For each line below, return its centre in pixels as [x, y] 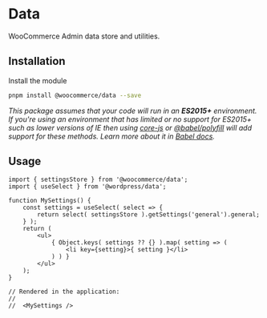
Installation [37, 61]
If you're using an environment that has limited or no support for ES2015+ [130, 119]
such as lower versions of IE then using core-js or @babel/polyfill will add [130, 127]
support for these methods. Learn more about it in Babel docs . [111, 136]
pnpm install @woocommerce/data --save [75, 95]
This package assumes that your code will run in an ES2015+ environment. [133, 111]
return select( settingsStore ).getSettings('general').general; [149, 215]
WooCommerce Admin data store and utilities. [84, 36]
